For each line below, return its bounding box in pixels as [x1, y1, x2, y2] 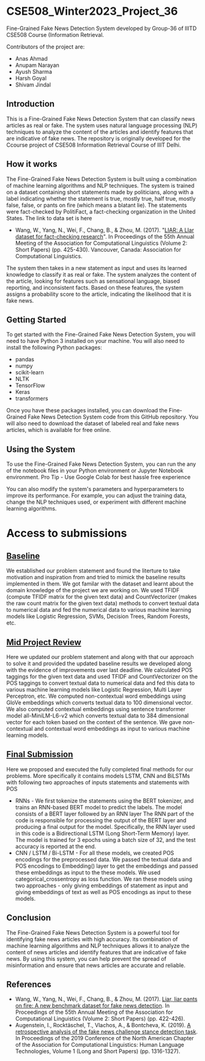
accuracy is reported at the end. [15, 843, 97, 850]
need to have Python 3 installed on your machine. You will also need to [6, 338, 185, 345]
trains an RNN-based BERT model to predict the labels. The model [15, 803, 182, 811]
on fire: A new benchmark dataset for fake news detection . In [15, 1002, 170, 1009]
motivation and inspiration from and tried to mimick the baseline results [6, 574, 185, 581]
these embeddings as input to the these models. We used [15, 868, 161, 876]
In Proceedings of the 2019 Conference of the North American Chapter [15, 1035, 194, 1042]
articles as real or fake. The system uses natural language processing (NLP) [6, 122, 198, 129]
